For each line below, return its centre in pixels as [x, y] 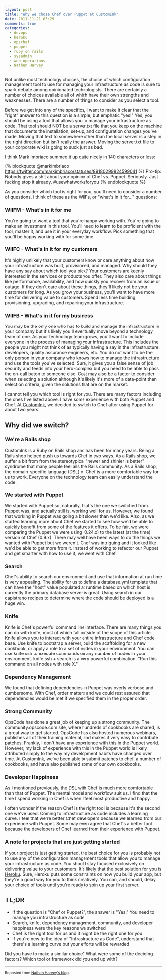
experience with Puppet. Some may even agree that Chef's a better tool [79, 824]
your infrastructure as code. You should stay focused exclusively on [75, 863]
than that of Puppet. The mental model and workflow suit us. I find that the [81, 793]
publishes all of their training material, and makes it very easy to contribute [82, 738]
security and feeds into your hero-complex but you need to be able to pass [82, 369]
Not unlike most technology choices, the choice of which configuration [78, 80]
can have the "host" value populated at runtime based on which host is [78, 587]
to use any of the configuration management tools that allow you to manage [83, 858]
